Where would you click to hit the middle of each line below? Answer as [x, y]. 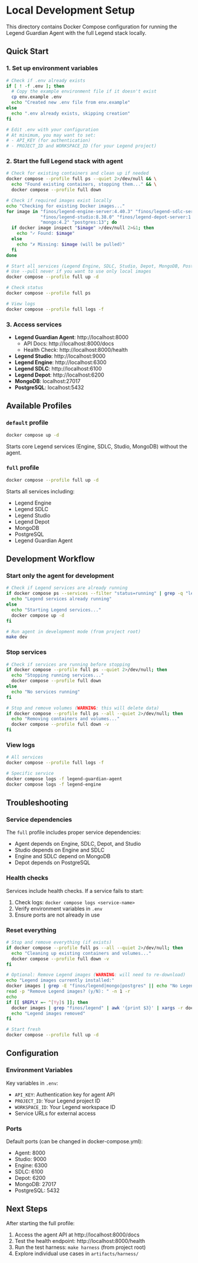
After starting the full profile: [40, 1223]
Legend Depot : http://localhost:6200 [59, 375]
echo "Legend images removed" [48, 1013]
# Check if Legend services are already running [67, 588]
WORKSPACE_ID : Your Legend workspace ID [65, 1107]
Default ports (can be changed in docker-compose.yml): [75, 1141]
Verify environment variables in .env [59, 908]
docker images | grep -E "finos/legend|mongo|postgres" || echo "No [92, 986]
